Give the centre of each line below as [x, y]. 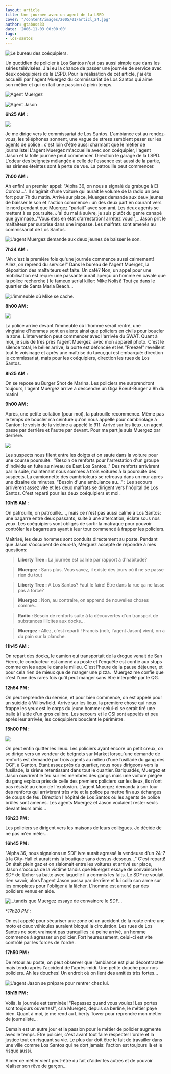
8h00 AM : [17, 306]
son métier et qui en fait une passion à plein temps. [59, 84]
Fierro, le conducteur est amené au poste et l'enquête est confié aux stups [84, 661]
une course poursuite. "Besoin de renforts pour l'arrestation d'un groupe [82, 460]
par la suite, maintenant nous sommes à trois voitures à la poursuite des [81, 471]
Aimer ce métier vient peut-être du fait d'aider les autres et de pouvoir [79, 1060]
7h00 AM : [17, 176]
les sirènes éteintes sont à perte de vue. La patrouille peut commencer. [80, 166]
